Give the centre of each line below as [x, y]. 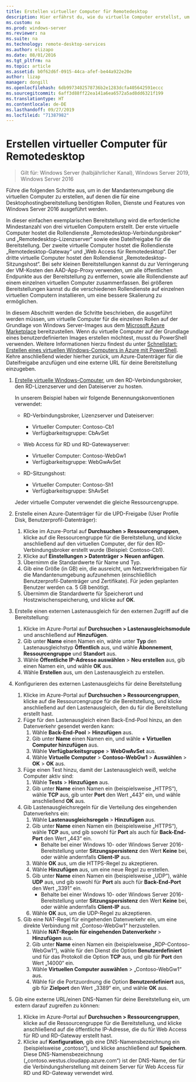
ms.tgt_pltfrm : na [28, 60]
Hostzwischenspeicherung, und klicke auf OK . [79, 600]
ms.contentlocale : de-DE [36, 104]
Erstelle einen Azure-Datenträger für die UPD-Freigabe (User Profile [97, 514]
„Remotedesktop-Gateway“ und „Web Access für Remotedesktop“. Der [91, 252]
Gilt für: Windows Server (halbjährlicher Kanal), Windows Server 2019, [105, 173]
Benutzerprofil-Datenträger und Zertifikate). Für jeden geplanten [101, 581]
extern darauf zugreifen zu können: [57, 1006]
